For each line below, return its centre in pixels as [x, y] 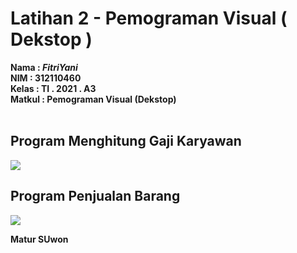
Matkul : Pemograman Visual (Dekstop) [93, 99]
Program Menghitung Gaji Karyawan [126, 141]
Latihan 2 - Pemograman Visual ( [149, 18]
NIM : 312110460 [46, 78]
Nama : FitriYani [44, 67]
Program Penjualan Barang [95, 196]
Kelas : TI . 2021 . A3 [53, 88]
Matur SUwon [39, 239]
